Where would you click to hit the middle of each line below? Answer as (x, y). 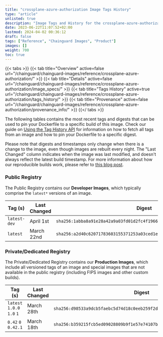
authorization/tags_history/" (33, 100)
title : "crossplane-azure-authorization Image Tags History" (68, 9)
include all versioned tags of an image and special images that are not (75, 267)
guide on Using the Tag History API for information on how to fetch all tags (79, 130)
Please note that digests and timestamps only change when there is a (74, 144)
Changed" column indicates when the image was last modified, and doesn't (81, 154)
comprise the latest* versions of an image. (49, 193)
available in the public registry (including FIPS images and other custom (77, 272)
